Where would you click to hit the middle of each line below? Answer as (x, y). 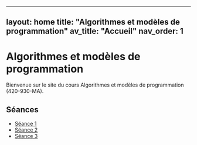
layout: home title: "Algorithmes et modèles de (93, 22)
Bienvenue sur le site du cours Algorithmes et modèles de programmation (95, 85)
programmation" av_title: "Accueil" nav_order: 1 (95, 31)
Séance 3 (26, 136)
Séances (23, 110)
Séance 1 (26, 124)
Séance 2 (26, 130)
